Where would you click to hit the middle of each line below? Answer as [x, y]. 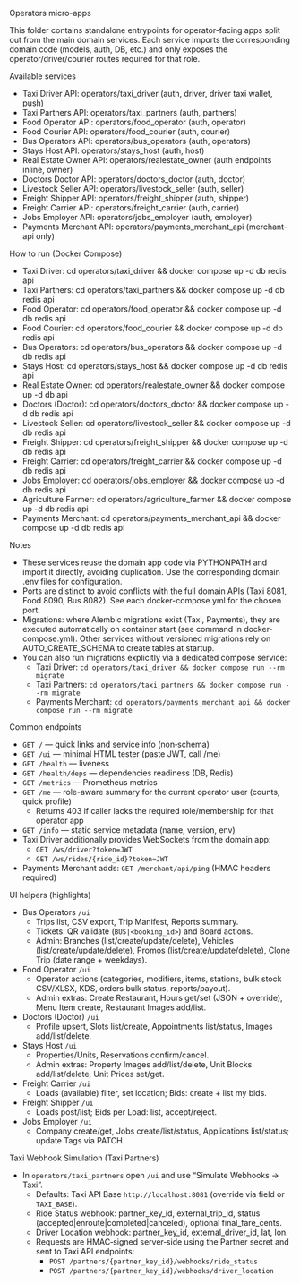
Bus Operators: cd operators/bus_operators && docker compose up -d [152, 347]
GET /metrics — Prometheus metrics [90, 782]
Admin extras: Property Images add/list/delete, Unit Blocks [144, 1064]
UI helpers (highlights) [50, 895]
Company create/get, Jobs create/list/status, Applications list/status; [162, 1131]
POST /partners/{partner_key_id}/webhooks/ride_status [153, 1262]
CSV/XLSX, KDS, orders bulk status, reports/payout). [133, 988]
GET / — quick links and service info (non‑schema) [116, 744]
